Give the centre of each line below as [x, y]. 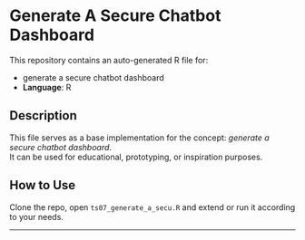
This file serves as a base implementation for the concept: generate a [139, 138]
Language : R [47, 87]
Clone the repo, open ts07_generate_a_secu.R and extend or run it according [152, 207]
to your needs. [36, 216]
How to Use [43, 185]
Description [43, 115]
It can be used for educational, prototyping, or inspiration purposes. [136, 157]
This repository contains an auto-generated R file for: [109, 60]
